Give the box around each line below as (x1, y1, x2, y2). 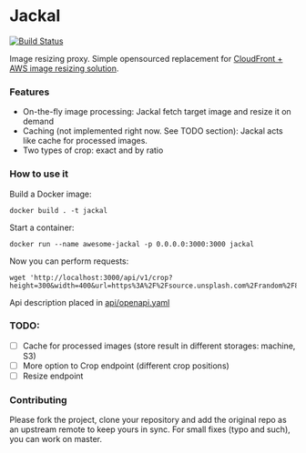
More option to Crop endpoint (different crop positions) (22, 360, 229, 371)
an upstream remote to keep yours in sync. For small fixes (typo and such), (9, 424, 291, 435)
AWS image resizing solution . (9, 63, 119, 74)
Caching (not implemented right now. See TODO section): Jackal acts (22, 126, 284, 136)
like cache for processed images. (22, 136, 148, 146)
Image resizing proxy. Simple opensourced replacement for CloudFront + (9, 53, 283, 64)
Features (9, 86, 50, 98)
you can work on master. (9, 434, 103, 445)
